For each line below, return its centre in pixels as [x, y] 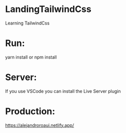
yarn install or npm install [31, 57]
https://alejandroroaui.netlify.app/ [39, 125]
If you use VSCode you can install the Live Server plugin [63, 91]
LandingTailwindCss [48, 9]
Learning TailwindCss [27, 23]
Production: [30, 111]
